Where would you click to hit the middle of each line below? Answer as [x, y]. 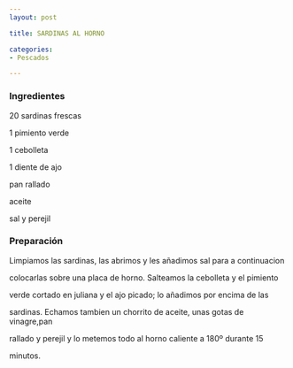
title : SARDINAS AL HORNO [57, 33]
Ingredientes [37, 96]
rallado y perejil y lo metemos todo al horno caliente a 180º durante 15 [136, 338]
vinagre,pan [31, 321]
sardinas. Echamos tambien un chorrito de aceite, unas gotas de [127, 311]
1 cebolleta [29, 149]
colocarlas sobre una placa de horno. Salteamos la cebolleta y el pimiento [144, 277]
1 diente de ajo [35, 167]
